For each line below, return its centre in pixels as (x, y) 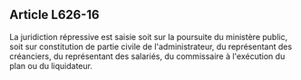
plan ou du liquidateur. (51, 65)
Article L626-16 (54, 15)
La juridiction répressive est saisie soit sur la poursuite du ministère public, (149, 36)
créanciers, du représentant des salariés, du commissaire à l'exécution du (147, 56)
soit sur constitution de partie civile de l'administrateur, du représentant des (151, 46)
